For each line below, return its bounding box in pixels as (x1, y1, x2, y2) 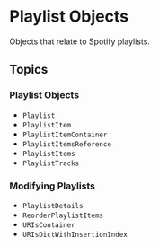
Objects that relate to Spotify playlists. (9, 36, 151, 47)
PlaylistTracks (22, 159, 80, 168)
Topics (9, 62, 49, 77)
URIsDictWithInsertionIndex (22, 230, 128, 239)
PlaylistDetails (22, 201, 84, 210)
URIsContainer (22, 220, 75, 230)
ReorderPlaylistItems (22, 211, 103, 220)
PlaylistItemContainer (22, 130, 108, 139)
